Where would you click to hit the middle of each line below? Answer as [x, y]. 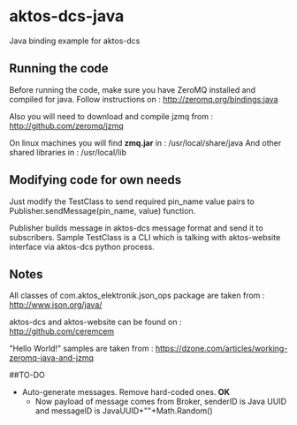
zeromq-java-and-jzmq [52, 358]
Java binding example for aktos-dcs [75, 41]
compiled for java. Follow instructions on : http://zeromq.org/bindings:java [144, 99]
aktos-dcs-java [67, 16]
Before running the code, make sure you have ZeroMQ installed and [133, 89]
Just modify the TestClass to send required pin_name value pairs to [132, 201]
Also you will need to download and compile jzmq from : [111, 116]
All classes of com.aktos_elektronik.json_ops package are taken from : [137, 296]
